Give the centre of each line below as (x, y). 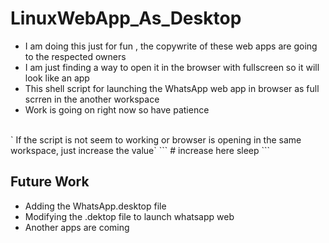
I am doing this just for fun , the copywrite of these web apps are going (171, 46)
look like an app (57, 78)
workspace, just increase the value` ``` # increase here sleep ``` (140, 150)
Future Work (50, 182)
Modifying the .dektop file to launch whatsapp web (129, 216)
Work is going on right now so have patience (117, 109)
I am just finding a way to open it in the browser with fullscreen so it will (172, 67)
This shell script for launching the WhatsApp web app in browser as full (172, 88)
